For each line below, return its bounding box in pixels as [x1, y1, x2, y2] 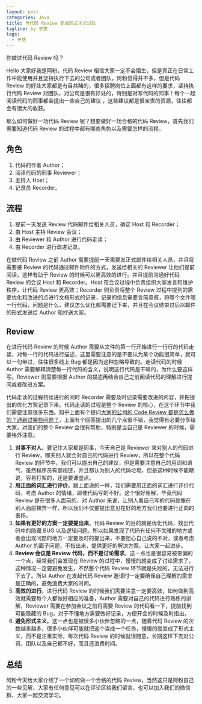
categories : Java [6, 14, 50, 20]
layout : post [6, 8, 39, 15]
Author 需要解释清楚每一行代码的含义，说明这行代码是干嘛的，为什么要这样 [6, 366, 194, 373]
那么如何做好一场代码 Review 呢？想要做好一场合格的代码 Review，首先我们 [6, 118, 194, 124]
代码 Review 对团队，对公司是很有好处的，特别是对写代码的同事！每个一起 [11, 90, 196, 96]
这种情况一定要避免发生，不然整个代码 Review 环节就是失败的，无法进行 [14, 565, 194, 572]
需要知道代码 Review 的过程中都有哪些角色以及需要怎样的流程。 [6, 125, 164, 132]
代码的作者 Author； [14, 161, 66, 169]
